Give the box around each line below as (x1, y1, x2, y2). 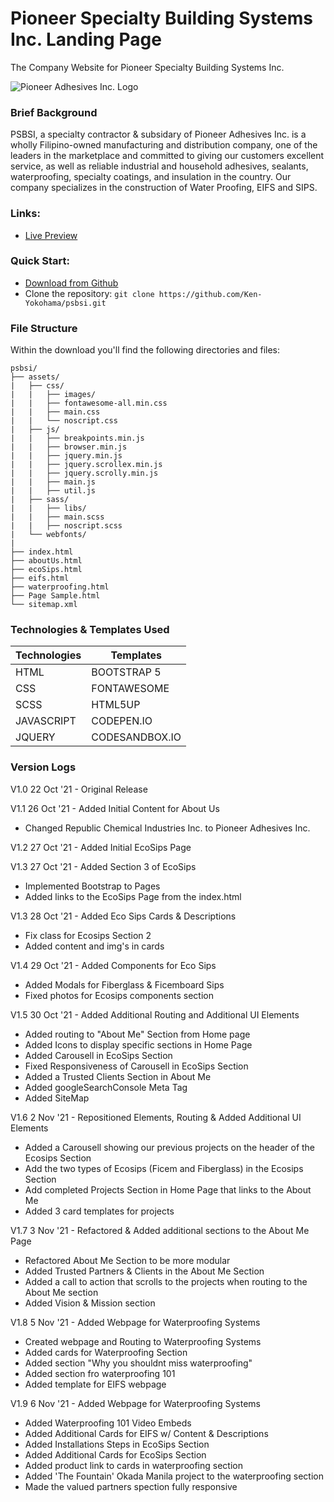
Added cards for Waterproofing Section (24, 1346, 188, 1358)
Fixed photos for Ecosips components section (24, 989, 215, 1001)
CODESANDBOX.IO (91, 730, 182, 744)
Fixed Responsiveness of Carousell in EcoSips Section (24, 1060, 249, 1072)
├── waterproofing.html (10, 582, 110, 592)
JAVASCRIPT (15, 714, 77, 728)
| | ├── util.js (10, 486, 97, 496)
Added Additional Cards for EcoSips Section (24, 1448, 207, 1461)
